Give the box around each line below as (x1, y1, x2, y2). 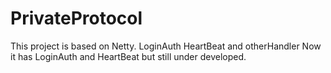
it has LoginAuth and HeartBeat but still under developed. (10, 50, 247, 62)
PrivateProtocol (10, 7, 143, 30)
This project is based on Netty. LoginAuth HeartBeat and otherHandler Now (10, 40, 322, 52)
